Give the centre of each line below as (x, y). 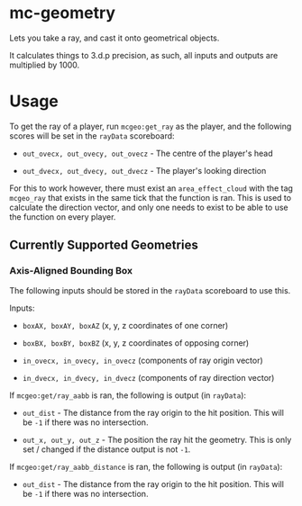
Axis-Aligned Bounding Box (71, 271)
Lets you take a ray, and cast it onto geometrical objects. (114, 38)
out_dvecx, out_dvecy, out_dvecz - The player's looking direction (144, 170)
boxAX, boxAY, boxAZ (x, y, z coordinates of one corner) (125, 325)
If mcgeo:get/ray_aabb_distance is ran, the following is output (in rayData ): (146, 466)
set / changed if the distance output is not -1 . (106, 449)
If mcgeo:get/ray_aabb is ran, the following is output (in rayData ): (128, 395)
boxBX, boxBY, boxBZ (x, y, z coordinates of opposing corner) (136, 343)
